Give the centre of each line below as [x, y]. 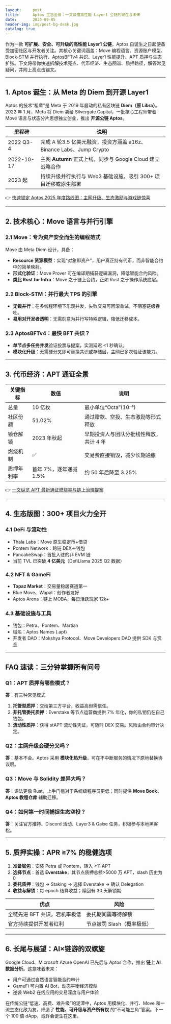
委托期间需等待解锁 [109, 914]
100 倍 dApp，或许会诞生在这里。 [46, 1016]
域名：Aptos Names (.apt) [40, 632]
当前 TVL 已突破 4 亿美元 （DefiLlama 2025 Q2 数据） [68, 561]
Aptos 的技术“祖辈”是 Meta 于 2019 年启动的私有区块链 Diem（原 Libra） [80, 105]
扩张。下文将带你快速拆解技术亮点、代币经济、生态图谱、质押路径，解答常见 [85, 63]
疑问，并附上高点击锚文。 [32, 70]
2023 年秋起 [47, 438]
